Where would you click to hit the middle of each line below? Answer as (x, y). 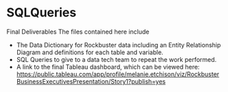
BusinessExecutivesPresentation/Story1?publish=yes (91, 81)
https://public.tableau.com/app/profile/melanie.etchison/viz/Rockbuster (118, 74)
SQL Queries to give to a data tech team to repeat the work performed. (116, 59)
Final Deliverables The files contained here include (78, 32)
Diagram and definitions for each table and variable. (90, 52)
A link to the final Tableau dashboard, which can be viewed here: (108, 67)
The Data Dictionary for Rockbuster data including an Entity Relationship (118, 45)
